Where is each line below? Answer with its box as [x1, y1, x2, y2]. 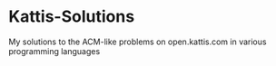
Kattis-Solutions [8, 6, 135, 27]
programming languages [8, 45, 101, 56]
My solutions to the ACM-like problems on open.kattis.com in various [8, 36, 267, 47]
